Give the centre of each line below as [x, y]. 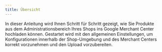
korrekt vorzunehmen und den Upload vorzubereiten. [59, 44]
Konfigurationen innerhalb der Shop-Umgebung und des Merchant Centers [81, 39]
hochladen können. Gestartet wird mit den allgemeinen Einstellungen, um [79, 34]
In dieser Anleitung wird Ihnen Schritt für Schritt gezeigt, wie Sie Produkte [80, 24]
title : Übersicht [23, 10]
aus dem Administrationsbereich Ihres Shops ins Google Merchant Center [80, 29]
